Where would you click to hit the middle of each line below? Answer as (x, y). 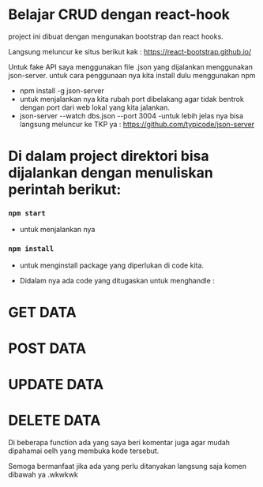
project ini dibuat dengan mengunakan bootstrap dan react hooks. (116, 36)
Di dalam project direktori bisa (109, 156)
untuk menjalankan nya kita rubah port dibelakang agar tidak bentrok (132, 99)
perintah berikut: (65, 190)
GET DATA (42, 312)
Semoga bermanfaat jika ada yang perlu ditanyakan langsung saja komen (128, 466)
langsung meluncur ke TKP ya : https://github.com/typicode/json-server (137, 124)
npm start (27, 214)
